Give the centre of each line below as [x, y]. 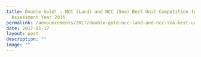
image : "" [19, 45]
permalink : [20, 23]
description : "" [26, 39]
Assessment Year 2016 [39, 17]
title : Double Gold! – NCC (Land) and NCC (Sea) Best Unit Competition [97, 12]
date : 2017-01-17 [28, 28]
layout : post [22, 34]
